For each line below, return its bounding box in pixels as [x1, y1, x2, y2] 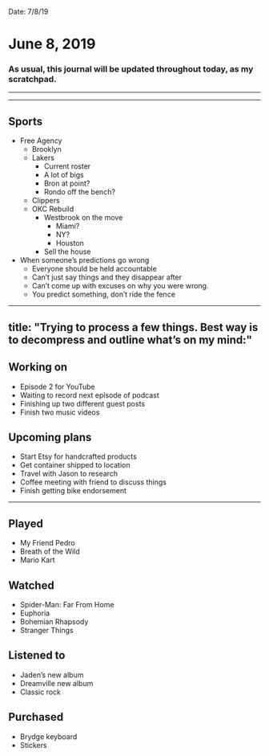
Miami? [55, 221, 80, 231]
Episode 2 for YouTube [19, 382, 95, 391]
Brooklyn [31, 145, 62, 154]
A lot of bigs [43, 170, 84, 180]
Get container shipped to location [19, 460, 130, 470]
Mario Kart [19, 555, 55, 565]
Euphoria [19, 608, 50, 618]
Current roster [43, 161, 91, 171]
